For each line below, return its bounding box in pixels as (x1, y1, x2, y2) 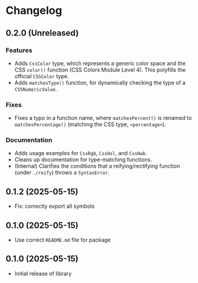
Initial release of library (14, 270, 72, 277)
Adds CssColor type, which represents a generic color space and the (14, 59, 186, 67)
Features (5, 46, 33, 55)
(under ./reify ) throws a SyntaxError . (14, 169, 110, 176)
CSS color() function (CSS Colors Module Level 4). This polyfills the (14, 66, 186, 73)
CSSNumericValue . (14, 85, 58, 93)
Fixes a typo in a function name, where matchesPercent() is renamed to (14, 115, 192, 122)
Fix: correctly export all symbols (14, 202, 95, 210)
